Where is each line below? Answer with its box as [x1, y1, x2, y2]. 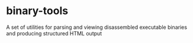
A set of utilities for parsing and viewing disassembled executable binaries [6, 24, 188, 31]
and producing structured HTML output [6, 29, 102, 37]
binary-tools [6, 4, 69, 18]
